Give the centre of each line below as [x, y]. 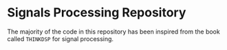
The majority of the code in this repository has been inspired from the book [113, 32]
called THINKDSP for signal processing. [61, 38]
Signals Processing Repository [97, 13]
